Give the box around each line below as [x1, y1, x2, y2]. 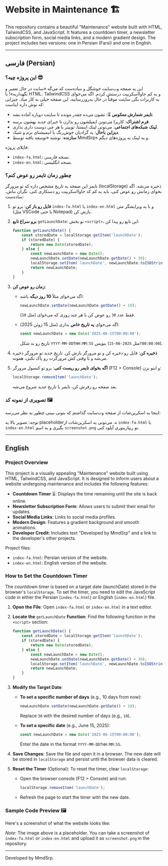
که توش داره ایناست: [5, 101, 44, 107]
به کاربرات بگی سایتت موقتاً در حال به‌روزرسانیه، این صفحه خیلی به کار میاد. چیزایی [5, 96, 160, 102]
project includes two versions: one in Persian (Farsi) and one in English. [5, 39, 152, 45]
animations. [12, 524, 36, 530]
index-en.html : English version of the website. [12, 560, 107, 566]
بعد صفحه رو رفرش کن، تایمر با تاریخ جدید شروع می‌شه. [12, 383, 117, 390]
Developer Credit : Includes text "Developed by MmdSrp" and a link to [12, 530, 156, 536]
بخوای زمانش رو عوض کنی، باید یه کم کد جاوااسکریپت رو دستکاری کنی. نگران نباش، [5, 188, 162, 194]
